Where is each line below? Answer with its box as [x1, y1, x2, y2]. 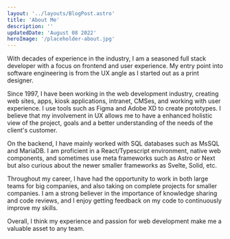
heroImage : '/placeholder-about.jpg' [7, 36, 115, 43]
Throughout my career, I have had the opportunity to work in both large [7, 174, 209, 183]
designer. [7, 76, 34, 84]
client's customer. [7, 126, 58, 135]
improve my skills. [7, 204, 58, 212]
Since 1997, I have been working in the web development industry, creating [7, 90, 219, 98]
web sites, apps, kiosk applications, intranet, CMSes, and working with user [7, 97, 221, 105]
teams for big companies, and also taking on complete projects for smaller [7, 182, 218, 190]
